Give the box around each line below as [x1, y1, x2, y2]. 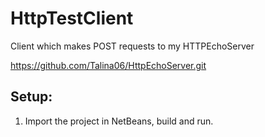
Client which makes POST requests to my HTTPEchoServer [10, 40, 255, 52]
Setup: [10, 88, 53, 106]
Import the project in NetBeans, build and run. [24, 115, 214, 127]
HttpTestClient [10, 7, 134, 30]
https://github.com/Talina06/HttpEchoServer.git [10, 59, 207, 71]
